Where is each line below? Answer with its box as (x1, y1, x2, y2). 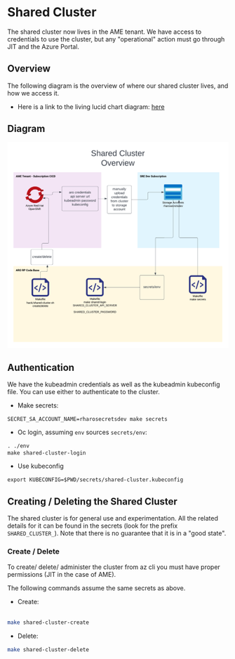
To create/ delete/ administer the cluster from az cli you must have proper (7, 563, 221, 571)
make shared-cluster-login (7, 450, 86, 457)
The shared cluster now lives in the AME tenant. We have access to (7, 27, 202, 36)
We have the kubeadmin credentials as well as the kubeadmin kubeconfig (7, 380, 220, 389)
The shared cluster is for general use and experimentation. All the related (7, 514, 219, 523)
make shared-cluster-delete (7, 646, 90, 653)
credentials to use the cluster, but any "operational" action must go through (7, 34, 225, 43)
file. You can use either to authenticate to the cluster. (7, 388, 160, 396)
